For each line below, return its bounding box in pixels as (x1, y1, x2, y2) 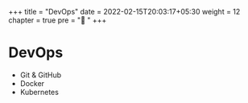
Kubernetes (19, 87, 59, 97)
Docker (19, 78, 45, 88)
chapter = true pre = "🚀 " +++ (8, 15, 107, 25)
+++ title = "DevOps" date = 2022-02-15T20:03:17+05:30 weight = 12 (8, 7, 241, 16)
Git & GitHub (19, 70, 62, 80)
